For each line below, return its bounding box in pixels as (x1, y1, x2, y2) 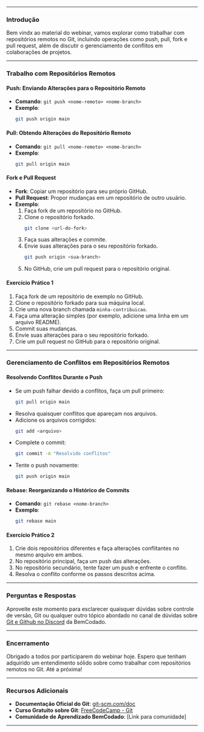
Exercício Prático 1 (6, 279, 53, 286)
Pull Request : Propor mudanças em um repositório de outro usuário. (15, 194, 186, 201)
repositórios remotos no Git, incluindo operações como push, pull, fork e (6, 36, 188, 43)
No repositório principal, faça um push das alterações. (15, 558, 152, 565)
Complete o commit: (15, 439, 66, 446)
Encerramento (6, 639, 50, 647)
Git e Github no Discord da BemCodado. (6, 618, 107, 625)
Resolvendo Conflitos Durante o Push (6, 374, 103, 381)
